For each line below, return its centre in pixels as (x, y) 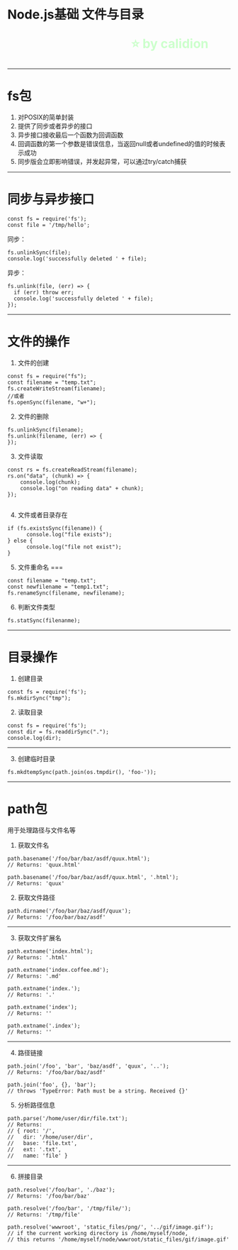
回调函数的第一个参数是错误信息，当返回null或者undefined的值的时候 (118, 144)
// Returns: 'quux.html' (44, 865)
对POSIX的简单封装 (46, 117)
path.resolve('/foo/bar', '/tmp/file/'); (69, 1208)
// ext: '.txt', (34, 1149)
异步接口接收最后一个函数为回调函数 (70, 135)
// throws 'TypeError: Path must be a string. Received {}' (98, 1091)
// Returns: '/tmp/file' (44, 1215)
